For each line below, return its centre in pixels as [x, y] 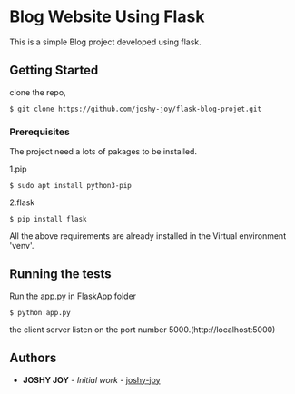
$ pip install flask [49, 220]
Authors [33, 358]
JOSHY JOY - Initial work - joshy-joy [91, 379]
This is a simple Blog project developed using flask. [105, 42]
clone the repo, [38, 92]
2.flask [22, 202]
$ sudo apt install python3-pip [70, 186]
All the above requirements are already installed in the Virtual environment [148, 236]
